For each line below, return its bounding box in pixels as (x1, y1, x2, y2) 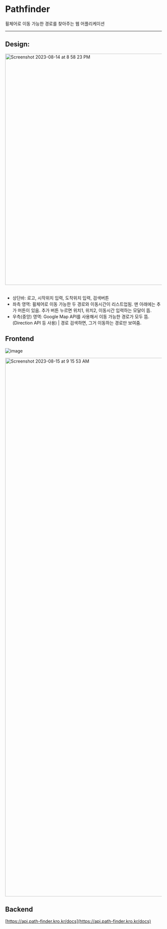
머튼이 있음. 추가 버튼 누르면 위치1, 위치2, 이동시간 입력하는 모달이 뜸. (17, 307, 152, 313)
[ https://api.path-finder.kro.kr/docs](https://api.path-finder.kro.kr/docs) (5, 919, 152, 925)
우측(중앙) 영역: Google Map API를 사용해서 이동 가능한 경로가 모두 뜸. (12, 313, 150, 320)
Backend (5, 905, 33, 914)
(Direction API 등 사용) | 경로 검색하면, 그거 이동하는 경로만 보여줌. (12, 320, 142, 326)
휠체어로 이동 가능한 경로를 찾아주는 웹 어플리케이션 (5, 20, 105, 26)
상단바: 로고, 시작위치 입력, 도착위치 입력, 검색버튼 (12, 295, 109, 301)
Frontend (5, 335, 34, 343)
